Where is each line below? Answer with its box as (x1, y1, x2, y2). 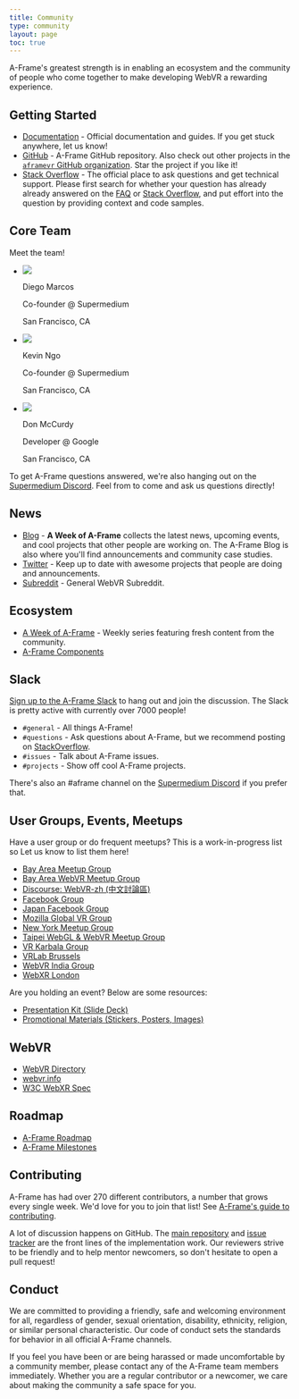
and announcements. (21, 568, 101, 578)
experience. (9, 81, 54, 92)
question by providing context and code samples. (21, 198, 204, 208)
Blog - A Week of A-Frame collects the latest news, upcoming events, (21, 529, 280, 541)
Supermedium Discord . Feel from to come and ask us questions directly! (9, 480, 275, 491)
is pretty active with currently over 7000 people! (9, 705, 187, 716)
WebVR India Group (21, 960, 96, 971)
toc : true (9, 38, 46, 47)
